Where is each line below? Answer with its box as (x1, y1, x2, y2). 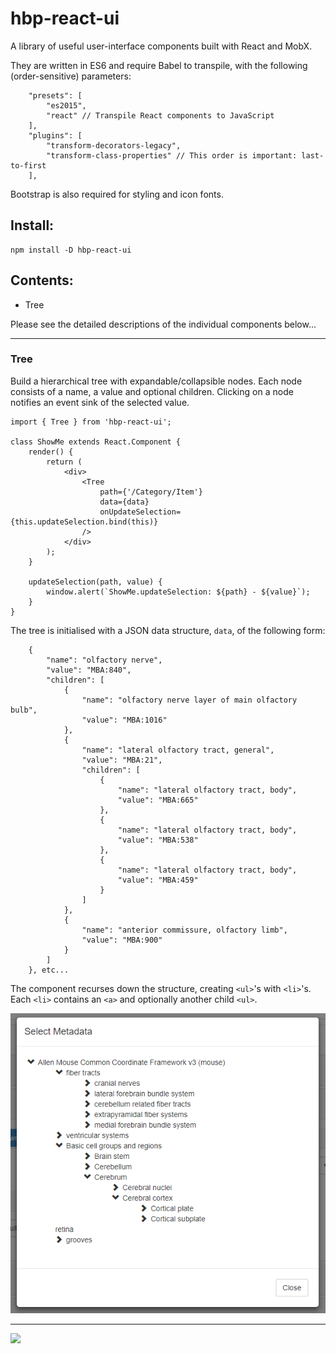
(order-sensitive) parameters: (10, 70, 132, 82)
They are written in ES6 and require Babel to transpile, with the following (10, 59, 308, 71)
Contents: (10, 272, 74, 289)
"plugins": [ (28, 130, 83, 141)
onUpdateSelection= (99, 507, 182, 517)
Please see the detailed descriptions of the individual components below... (10, 318, 317, 330)
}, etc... (28, 965, 70, 975)
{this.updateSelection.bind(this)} (10, 517, 159, 527)
